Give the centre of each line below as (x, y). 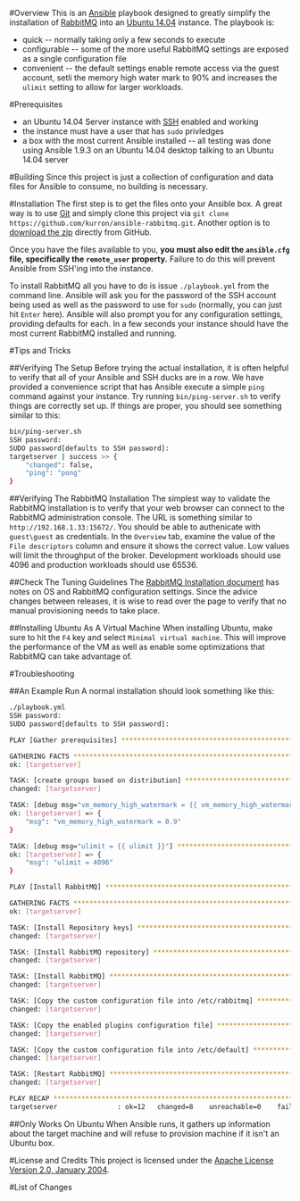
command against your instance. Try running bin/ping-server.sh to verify (145, 396)
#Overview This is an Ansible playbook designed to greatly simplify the (140, 13)
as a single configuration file (74, 58)
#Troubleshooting (42, 674)
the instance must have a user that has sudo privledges (123, 131)
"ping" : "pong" (54, 473)
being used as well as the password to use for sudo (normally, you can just (146, 304)
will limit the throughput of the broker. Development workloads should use (145, 555)
